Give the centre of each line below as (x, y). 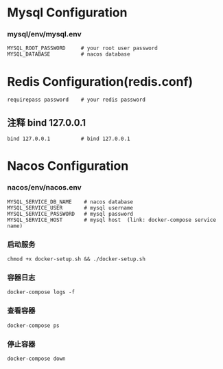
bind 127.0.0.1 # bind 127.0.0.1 (69, 139)
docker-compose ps (33, 325)
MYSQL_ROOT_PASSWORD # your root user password (82, 48)
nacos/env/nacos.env (45, 188)
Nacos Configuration (68, 166)
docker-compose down (37, 359)
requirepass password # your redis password (77, 100)
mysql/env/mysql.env (44, 34)
